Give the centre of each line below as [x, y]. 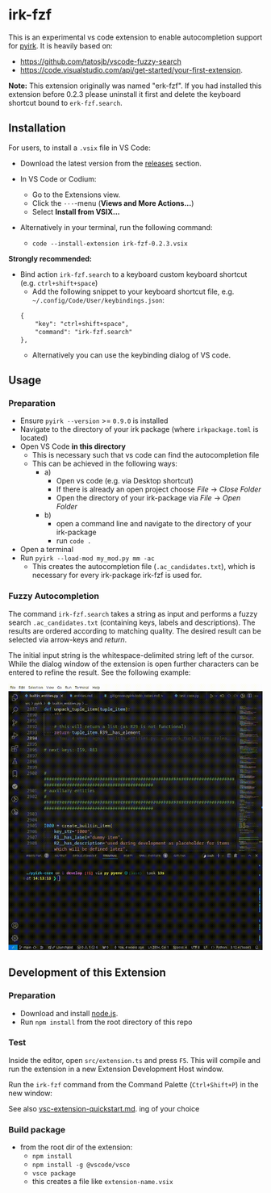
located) [34, 438]
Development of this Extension [88, 973]
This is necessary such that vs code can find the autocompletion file [146, 455]
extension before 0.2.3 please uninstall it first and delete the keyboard [125, 94]
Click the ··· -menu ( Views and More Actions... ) [113, 203]
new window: [30, 1093]
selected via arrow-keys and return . [68, 639]
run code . [73, 541]
